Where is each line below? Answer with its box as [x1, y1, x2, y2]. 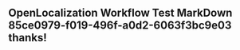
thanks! [8, 31, 48, 44]
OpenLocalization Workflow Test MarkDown [8, 6, 233, 20]
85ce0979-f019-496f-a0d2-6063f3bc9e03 [8, 19, 232, 33]
